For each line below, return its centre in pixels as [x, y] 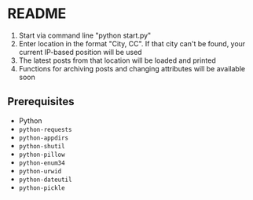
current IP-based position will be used [80, 52]
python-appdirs [44, 138]
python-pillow [42, 155]
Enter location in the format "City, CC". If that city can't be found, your [132, 43]
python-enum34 [42, 163]
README [37, 14]
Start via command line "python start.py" [85, 35]
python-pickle [42, 188]
